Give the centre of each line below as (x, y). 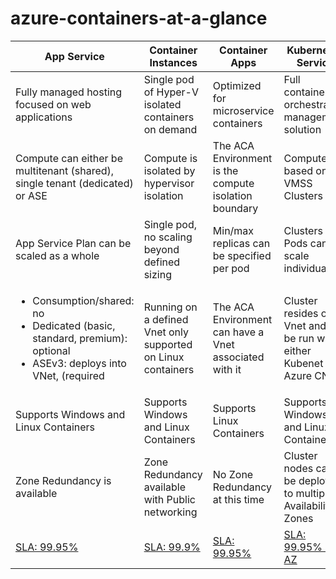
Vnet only (166, 332)
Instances (173, 62)
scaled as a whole (57, 255)
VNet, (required (68, 375)
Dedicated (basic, (74, 325)
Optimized (237, 85)
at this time (238, 499)
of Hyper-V (171, 92)
